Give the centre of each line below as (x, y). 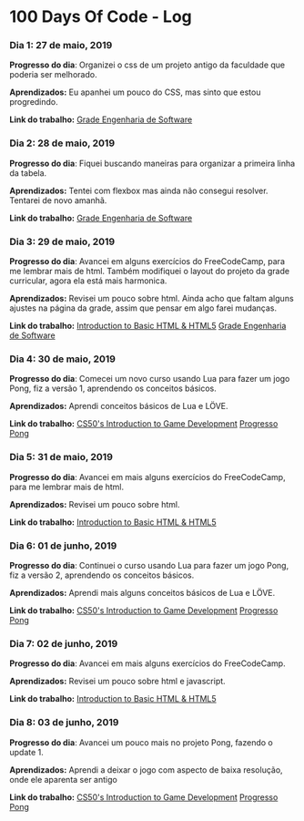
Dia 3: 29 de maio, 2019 (62, 241)
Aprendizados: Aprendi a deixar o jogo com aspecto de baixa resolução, (147, 770)
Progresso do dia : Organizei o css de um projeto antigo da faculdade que (147, 65)
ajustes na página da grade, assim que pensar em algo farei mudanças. (143, 308)
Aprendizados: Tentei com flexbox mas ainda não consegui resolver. (139, 190)
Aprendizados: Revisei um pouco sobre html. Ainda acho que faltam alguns (152, 299)
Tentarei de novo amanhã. (58, 200)
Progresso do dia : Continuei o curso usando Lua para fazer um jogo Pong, (149, 565)
